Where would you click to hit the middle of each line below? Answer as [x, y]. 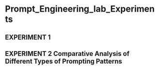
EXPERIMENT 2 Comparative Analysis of [67, 54]
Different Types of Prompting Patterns [64, 61]
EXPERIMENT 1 [28, 37]
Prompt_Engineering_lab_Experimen [80, 9]
